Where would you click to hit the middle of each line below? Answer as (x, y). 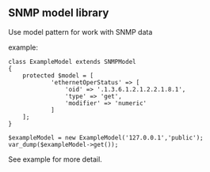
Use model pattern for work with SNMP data (80, 32)
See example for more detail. (55, 159)
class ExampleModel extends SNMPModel (72, 62)
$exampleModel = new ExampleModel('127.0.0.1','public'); (106, 137)
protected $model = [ (58, 75)
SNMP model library (59, 13)
